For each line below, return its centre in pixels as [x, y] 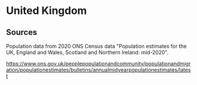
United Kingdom [46, 11]
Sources [22, 32]
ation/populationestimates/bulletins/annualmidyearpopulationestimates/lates [98, 70]
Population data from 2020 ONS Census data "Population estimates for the [96, 46]
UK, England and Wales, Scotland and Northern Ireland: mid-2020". [87, 52]
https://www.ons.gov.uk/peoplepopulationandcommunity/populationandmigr [98, 63]
